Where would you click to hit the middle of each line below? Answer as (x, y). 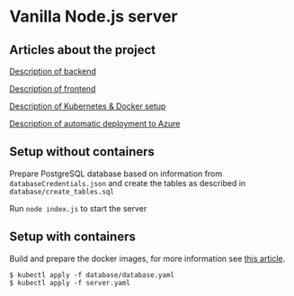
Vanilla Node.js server (94, 17)
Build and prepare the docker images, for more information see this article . (147, 258)
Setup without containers (82, 152)
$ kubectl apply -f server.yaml (70, 283)
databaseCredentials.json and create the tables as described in (128, 183)
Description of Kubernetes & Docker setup (88, 106)
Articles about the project (83, 50)
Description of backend (53, 71)
